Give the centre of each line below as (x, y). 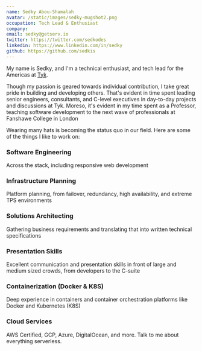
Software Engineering (39, 152)
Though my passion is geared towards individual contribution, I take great (98, 86)
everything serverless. (34, 341)
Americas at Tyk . (27, 74)
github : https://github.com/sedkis (51, 51)
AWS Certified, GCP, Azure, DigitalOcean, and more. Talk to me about (93, 335)
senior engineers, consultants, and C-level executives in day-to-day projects (101, 99)
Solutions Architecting (40, 216)
